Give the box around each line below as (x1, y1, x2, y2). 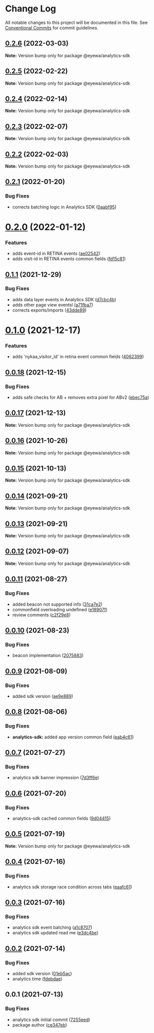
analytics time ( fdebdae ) (12, 976, 63, 982)
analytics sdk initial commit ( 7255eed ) (12, 1017, 90, 1023)
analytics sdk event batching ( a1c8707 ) (12, 924, 93, 930)
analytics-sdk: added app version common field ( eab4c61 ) (12, 734, 134, 740)
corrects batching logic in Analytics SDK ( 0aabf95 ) (12, 204, 117, 210)
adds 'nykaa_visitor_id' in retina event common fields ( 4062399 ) (12, 353, 144, 359)
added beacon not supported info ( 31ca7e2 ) (12, 601, 103, 607)
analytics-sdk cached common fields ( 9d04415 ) (12, 816, 111, 822)
